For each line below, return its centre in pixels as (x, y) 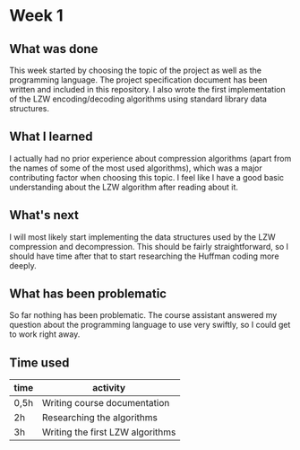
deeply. (23, 265)
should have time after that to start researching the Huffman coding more (144, 256)
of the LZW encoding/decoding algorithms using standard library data (138, 99)
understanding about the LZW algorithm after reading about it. (124, 187)
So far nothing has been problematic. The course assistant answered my (143, 315)
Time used (39, 362)
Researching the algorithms (100, 418)
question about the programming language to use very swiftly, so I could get (150, 325)
